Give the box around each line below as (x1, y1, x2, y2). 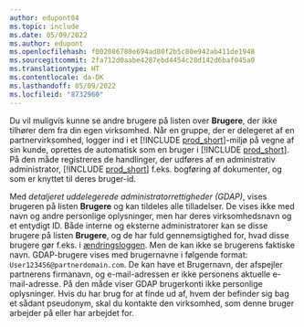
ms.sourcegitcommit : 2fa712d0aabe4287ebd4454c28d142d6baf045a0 (9, 56, 256, 65)
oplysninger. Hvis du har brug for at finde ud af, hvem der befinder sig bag (9, 288, 289, 299)
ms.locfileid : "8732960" (9, 90, 104, 99)
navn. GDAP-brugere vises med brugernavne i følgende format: (9, 248, 248, 260)
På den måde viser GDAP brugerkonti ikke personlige (62, 278, 263, 289)
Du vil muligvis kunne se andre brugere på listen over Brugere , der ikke (9, 115, 278, 126)
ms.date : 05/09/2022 (9, 30, 89, 39)
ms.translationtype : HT (9, 65, 100, 74)
